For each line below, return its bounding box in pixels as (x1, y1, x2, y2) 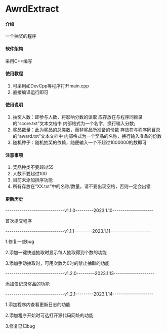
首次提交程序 (5, 218, 32, 224)
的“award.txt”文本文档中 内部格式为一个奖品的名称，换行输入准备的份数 (12, 133, 162, 139)
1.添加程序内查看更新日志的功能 (5, 301, 71, 308)
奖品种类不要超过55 (12, 164, 54, 170)
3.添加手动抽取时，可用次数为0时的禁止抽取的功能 (5, 260, 110, 266)
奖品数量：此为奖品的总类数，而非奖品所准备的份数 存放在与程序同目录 (12, 127, 160, 133)
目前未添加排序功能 (12, 177, 53, 183)
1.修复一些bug (5, 238, 34, 245)
